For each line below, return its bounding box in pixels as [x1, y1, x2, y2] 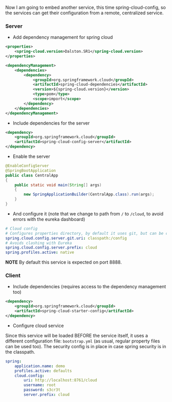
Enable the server [12, 153, 50, 159]
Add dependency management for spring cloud [12, 34, 113, 41]
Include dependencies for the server [12, 120, 90, 126]
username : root [24, 383, 56, 388]
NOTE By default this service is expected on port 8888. [5, 259, 122, 266]
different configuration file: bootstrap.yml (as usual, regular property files [5, 338, 160, 344]
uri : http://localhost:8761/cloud [24, 378, 97, 383]
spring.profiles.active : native [5, 250, 74, 255]
